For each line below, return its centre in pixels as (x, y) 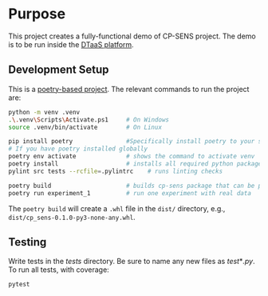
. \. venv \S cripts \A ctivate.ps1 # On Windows (89, 120)
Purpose (37, 14)
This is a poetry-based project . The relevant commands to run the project (129, 89)
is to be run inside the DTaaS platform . (71, 44)
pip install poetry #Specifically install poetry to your (132, 142)
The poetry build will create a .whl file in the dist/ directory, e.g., (117, 208)
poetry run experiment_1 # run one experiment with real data (130, 193)
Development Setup (59, 70)
